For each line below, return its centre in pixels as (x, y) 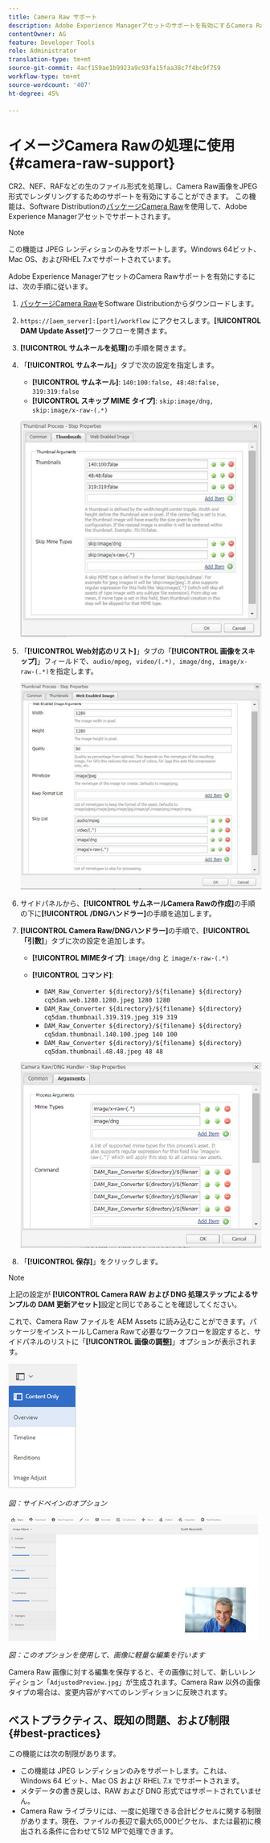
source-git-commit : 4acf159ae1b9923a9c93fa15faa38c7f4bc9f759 (115, 68)
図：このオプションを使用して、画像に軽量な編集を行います (106, 1655)
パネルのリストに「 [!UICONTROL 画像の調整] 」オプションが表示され (136, 1342)
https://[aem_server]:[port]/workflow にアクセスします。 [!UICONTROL (140, 321)
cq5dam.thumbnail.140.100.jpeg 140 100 (111, 1034)
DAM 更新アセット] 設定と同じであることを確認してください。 (139, 1305)
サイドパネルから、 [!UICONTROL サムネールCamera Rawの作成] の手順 (137, 903)
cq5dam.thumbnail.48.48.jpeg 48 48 (103, 1052)
